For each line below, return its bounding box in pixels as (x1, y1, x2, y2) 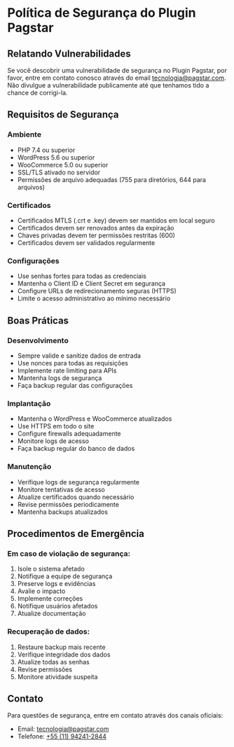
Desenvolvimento (7, 335, 69, 345)
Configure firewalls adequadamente (17, 429, 121, 438)
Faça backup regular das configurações (17, 381, 133, 389)
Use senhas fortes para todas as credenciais (17, 272, 147, 281)
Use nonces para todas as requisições (17, 358, 128, 367)
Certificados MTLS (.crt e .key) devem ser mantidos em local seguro (17, 216, 215, 225)
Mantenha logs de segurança (17, 373, 102, 382)
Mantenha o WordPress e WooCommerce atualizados (17, 414, 172, 423)
